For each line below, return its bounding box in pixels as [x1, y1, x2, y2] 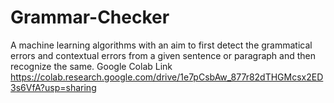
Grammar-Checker [10, 6, 170, 29]
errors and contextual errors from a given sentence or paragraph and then [10, 49, 317, 61]
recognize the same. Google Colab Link [10, 60, 173, 72]
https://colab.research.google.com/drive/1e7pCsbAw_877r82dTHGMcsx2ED [10, 71, 324, 83]
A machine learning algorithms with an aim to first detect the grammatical [10, 39, 313, 51]
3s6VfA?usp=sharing [10, 81, 97, 93]
